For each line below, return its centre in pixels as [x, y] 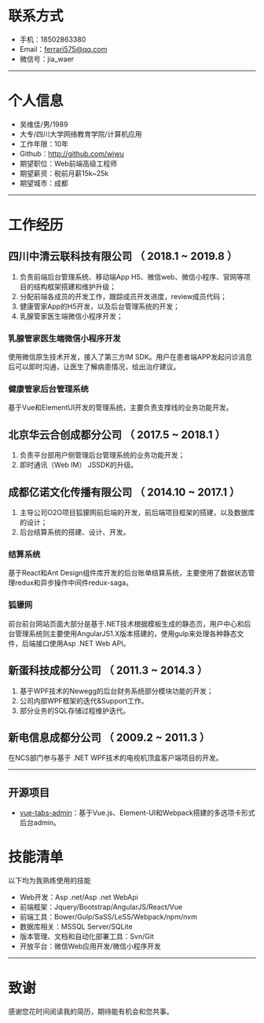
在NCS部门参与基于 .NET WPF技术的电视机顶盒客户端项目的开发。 [115, 758]
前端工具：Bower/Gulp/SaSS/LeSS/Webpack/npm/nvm [108, 917]
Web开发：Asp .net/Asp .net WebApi [79, 897]
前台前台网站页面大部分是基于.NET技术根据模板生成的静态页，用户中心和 [126, 623]
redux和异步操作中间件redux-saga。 [74, 583]
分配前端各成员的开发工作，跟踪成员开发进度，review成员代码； [123, 296]
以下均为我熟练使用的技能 [49, 881]
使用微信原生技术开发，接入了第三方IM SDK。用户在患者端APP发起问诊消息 [130, 357]
